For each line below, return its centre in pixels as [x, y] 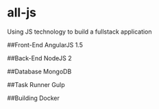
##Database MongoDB [39, 71]
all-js [22, 13]
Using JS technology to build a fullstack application [79, 32]
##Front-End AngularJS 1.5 [45, 45]
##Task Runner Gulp [36, 84]
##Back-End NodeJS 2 [39, 58]
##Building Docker [34, 98]
